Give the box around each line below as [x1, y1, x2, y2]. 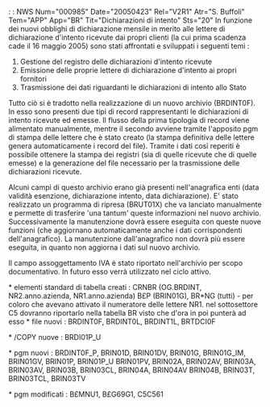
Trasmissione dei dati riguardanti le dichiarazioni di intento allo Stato [19, 82, 247, 92]
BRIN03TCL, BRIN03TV [8, 374, 86, 383]
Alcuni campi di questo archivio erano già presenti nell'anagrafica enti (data [8, 183, 260, 192]
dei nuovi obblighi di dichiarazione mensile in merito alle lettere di [8, 24, 226, 33]
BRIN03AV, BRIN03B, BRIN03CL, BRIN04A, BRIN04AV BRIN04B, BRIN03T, [8, 365, 255, 375]
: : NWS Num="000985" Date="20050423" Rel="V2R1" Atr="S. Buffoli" [8, 7, 246, 16]
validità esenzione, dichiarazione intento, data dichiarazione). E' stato [8, 191, 239, 200]
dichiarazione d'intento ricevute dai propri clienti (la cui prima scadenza [8, 32, 247, 42]
